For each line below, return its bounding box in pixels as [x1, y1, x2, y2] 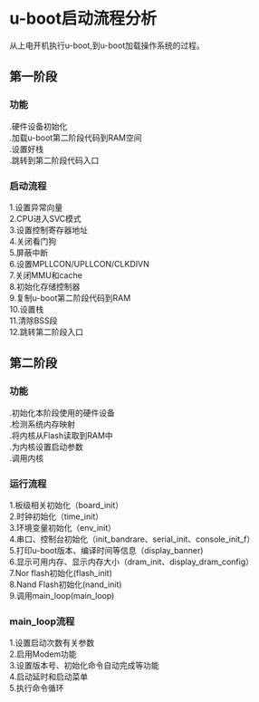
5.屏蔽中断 [9, 246, 48, 258]
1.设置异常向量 [9, 201, 63, 213]
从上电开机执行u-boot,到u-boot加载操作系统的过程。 [9, 40, 206, 51]
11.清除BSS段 [9, 314, 58, 326]
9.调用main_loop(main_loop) [9, 590, 115, 601]
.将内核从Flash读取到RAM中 [9, 429, 113, 440]
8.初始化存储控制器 [9, 281, 81, 292]
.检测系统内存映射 [9, 418, 76, 429]
